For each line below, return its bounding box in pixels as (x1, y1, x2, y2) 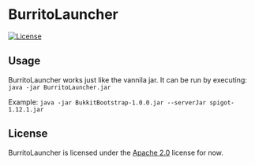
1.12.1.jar (8, 105, 44, 113)
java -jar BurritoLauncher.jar (8, 83, 111, 91)
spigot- (208, 98, 235, 107)
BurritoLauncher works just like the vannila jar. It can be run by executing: (8, 75, 247, 84)
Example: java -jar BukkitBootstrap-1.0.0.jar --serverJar (8, 97, 207, 107)
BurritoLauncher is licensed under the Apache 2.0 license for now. (8, 148, 223, 157)
